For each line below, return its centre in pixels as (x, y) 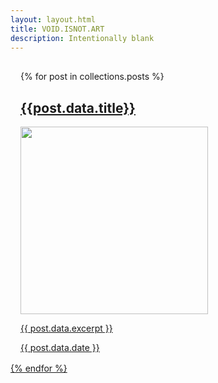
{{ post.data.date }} (60, 348)
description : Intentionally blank (82, 38)
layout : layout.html (53, 19)
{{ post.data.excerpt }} (66, 328)
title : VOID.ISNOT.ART (57, 29)
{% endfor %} (39, 368)
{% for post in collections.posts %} (92, 77)
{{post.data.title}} (78, 107)
